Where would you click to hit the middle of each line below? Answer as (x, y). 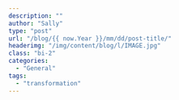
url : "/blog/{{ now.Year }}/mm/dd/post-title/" (90, 38)
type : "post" (30, 31)
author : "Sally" (36, 23)
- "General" (36, 69)
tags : (17, 76)
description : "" (36, 16)
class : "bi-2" (32, 53)
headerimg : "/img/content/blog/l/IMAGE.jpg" (85, 46)
